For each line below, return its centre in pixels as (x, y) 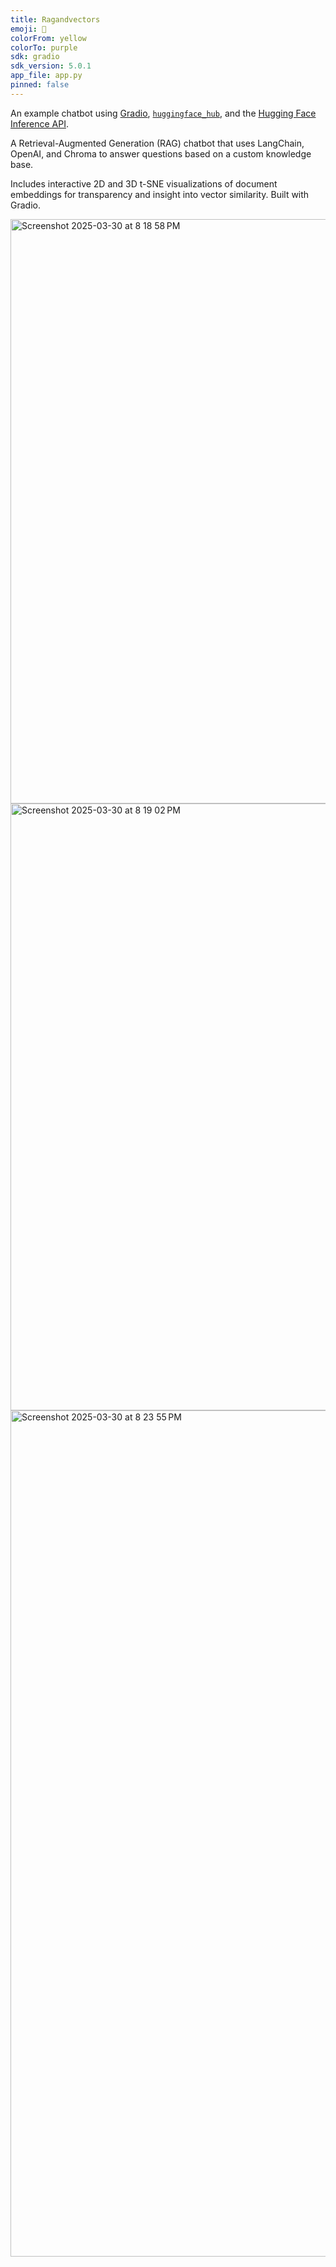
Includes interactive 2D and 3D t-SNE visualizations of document (144, 183)
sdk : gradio (35, 57)
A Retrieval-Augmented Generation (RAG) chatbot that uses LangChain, (157, 143)
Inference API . (39, 123)
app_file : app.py (46, 76)
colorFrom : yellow (48, 38)
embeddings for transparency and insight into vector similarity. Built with (160, 194)
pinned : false (40, 85)
